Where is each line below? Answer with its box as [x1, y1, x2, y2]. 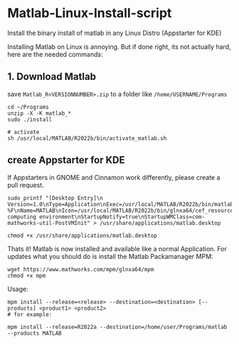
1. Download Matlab [7, 71, 96, 83]
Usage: [7, 284, 28, 293]
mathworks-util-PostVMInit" [7, 219, 91, 226]
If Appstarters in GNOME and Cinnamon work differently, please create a [7, 173, 221, 181]
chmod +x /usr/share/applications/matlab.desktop [7, 232, 158, 239]
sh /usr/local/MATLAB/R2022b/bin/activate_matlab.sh [7, 134, 167, 142]
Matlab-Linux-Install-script [7, 5, 172, 21]
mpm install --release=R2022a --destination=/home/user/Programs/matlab [7, 323, 228, 330]
